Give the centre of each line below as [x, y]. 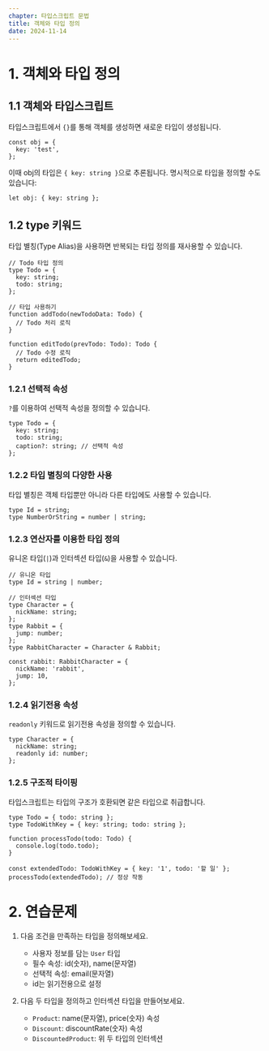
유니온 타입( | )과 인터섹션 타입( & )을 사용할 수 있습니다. [93, 558]
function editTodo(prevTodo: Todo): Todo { [83, 345]
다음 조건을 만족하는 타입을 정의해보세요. [84, 936]
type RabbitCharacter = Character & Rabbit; [85, 648]
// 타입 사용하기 [32, 308]
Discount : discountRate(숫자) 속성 [88, 1028]
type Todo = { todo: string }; [61, 817]
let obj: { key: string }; [54, 198]
